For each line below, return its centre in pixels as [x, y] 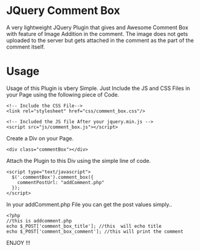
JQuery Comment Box [63, 11]
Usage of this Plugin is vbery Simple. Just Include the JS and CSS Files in [98, 88]
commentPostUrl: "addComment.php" [61, 182]
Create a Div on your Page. [40, 138]
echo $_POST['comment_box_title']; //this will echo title [84, 226]
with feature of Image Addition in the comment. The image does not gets [97, 33]
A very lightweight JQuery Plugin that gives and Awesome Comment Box [97, 27]
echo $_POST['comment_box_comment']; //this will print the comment [95, 232]
